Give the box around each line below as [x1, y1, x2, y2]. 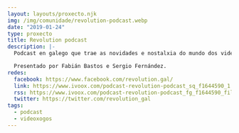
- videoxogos [14, 115, 53, 122]
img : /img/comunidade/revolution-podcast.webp [7, 17, 148, 24]
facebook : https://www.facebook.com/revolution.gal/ [14, 76, 174, 83]
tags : [7, 102, 23, 110]
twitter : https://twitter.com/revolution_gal [14, 96, 152, 103]
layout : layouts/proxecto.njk [7, 10, 97, 18]
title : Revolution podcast [7, 37, 87, 44]
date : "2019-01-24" [7, 23, 65, 30]
